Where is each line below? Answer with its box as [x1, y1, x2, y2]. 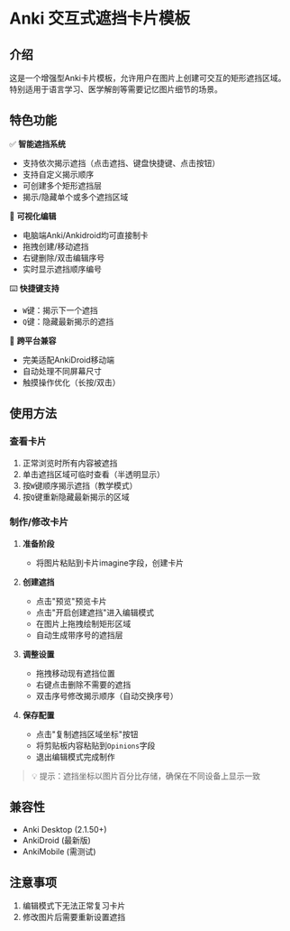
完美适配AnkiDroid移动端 [22, 354, 115, 365]
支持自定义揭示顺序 [22, 169, 95, 180]
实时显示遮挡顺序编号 [22, 263, 102, 274]
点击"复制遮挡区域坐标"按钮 [35, 728, 139, 740]
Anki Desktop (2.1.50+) [22, 824, 107, 834]
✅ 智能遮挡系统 [9, 138, 66, 149]
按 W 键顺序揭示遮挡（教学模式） [22, 480, 138, 491]
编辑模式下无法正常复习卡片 [22, 900, 126, 911]
